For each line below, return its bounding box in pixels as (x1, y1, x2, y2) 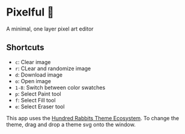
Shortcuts (6, 42, 44, 53)
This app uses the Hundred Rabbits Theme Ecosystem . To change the (6, 114, 179, 121)
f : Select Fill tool (14, 96, 56, 103)
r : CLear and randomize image (14, 65, 91, 72)
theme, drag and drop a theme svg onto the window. (6, 121, 136, 128)
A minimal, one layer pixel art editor (6, 25, 94, 32)
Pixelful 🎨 (6, 5, 54, 19)
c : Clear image (14, 58, 51, 65)
